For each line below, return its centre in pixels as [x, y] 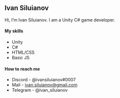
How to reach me [22, 69]
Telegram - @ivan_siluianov [40, 90]
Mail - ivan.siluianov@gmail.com [45, 85]
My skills [14, 31]
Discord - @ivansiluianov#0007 [44, 80]
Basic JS [21, 58]
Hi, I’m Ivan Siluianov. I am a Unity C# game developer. [60, 20]
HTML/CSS [23, 52]
